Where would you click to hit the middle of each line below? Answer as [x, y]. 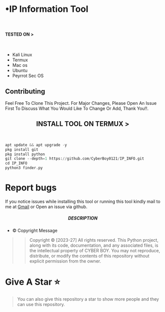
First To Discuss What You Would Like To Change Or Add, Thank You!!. [77, 108]
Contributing [25, 91]
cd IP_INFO [16, 163]
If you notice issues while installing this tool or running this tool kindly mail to [83, 201]
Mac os [20, 65]
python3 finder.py [24, 168]
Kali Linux [22, 55]
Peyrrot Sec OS [28, 76]
